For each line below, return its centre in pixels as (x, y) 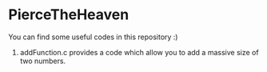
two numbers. (43, 61)
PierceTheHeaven (69, 15)
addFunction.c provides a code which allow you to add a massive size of (139, 52)
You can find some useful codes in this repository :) (93, 37)
